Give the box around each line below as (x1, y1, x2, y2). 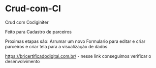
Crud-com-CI (5, 3, 62, 14)
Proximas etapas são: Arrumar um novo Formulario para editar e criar (5, 38, 146, 44)
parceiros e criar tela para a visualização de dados (5, 43, 108, 49)
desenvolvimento (5, 58, 40, 64)
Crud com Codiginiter (5, 19, 49, 25)
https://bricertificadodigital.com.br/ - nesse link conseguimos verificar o (5, 53, 152, 59)
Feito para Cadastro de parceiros (5, 29, 72, 34)
